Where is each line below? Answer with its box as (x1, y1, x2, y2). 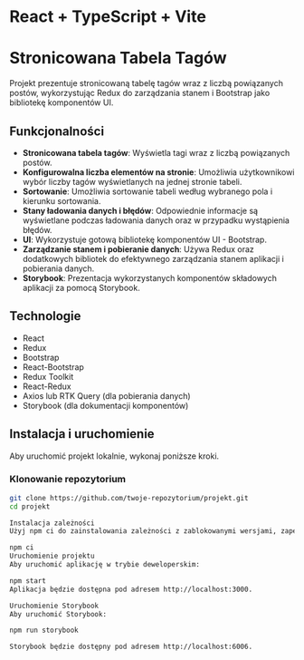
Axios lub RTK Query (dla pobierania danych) (22, 390, 192, 401)
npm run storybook (9, 626, 79, 636)
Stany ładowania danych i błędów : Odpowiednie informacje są (22, 205, 259, 216)
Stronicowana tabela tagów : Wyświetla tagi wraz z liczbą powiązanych (22, 147, 290, 158)
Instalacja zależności (9, 519, 95, 528)
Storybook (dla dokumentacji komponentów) (22, 400, 189, 411)
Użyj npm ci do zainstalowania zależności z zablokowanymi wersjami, (9, 527, 278, 536)
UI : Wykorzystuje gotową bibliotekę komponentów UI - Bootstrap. (22, 234, 267, 245)
